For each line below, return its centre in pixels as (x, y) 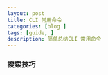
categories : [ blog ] (37, 26)
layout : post (26, 13)
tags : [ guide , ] (30, 33)
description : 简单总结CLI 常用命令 (54, 39)
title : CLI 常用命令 (35, 20)
